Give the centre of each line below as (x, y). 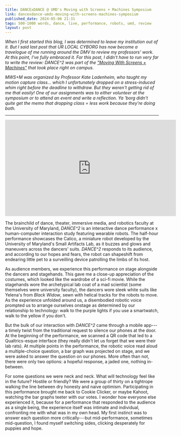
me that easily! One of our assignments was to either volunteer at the (75, 93)
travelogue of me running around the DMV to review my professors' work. (79, 52)
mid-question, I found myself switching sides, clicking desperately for (75, 423)
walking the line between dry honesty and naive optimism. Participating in (79, 387)
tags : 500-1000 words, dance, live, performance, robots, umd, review (78, 23)
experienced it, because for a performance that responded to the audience (80, 402)
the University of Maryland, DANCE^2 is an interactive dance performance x (81, 229)
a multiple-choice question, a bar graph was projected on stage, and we (78, 351)
